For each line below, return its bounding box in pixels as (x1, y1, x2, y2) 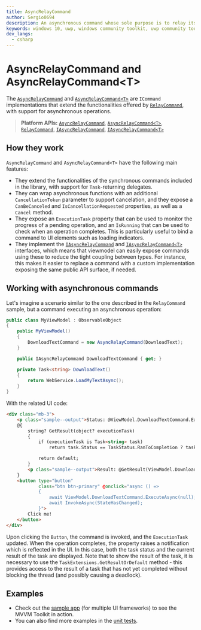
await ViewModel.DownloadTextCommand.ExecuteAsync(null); (48, 495, 197, 501)
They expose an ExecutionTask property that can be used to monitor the (14, 215, 193, 222)
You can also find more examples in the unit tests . (14, 617, 138, 625)
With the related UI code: (6, 399, 68, 407)
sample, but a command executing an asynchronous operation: (6, 305, 162, 313)
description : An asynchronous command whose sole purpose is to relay (6, 20, 186, 26)
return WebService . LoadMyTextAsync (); (28, 378, 124, 384)
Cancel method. (14, 208, 53, 216)
